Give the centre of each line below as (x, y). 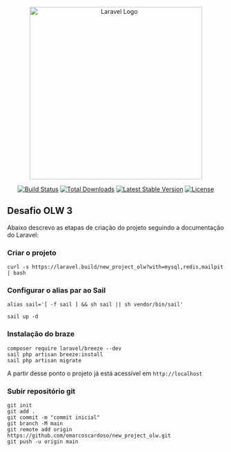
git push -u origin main (43, 442)
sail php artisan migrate (44, 360)
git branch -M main (35, 424)
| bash (17, 273)
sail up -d (23, 317)
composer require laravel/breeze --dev (64, 348)
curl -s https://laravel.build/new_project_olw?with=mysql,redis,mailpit (115, 267)
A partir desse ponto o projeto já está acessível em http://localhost (105, 373)
